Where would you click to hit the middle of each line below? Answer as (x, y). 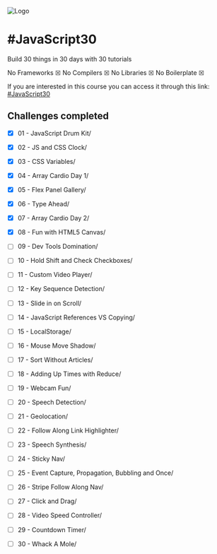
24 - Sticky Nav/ (41, 459)
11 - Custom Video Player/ (55, 275)
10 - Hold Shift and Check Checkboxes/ (75, 261)
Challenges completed (58, 116)
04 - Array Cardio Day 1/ (53, 175)
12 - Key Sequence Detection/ (61, 289)
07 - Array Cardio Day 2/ (53, 218)
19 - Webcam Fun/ (44, 388)
